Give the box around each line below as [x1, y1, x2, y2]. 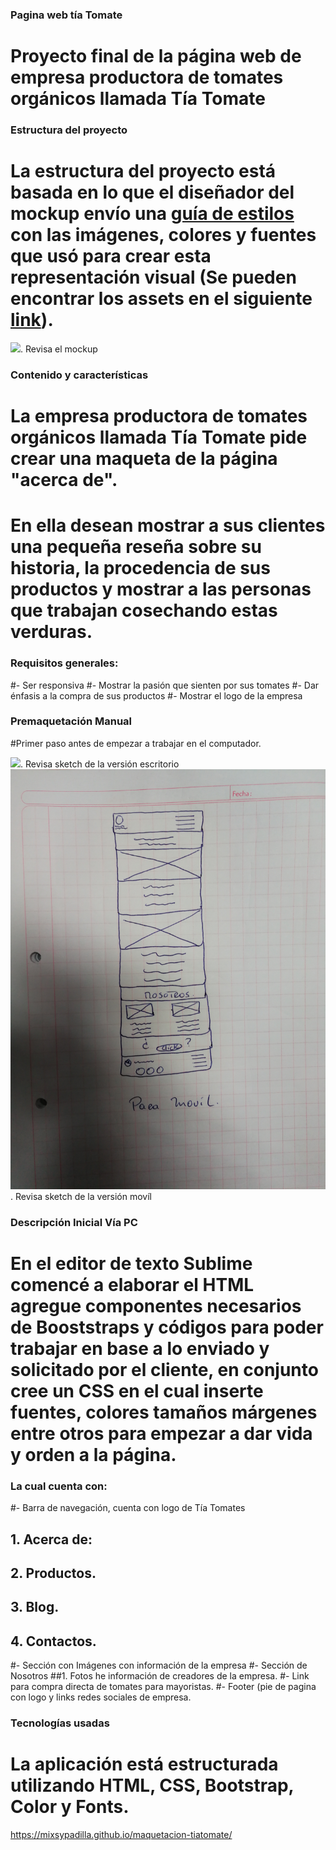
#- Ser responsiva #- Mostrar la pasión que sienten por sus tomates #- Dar [10, 679, 320, 691]
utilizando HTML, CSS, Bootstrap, [10, 1774, 295, 1797]
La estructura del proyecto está [10, 160, 277, 183]
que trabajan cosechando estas [10, 599, 278, 622]
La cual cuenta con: [10, 1479, 108, 1493]
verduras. [10, 621, 93, 643]
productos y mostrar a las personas [10, 578, 312, 601]
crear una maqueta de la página [10, 448, 278, 470]
